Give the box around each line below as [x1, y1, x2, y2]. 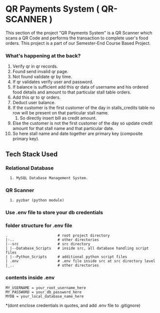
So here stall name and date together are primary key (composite [12, 130, 143, 137]
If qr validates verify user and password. [12, 79, 94, 85]
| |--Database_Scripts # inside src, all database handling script [5, 246, 149, 251]
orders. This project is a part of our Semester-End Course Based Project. [5, 40, 151, 46]
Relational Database [5, 165, 54, 171]
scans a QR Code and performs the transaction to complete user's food [5, 35, 148, 41]
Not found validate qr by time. [12, 74, 72, 80]
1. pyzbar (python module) [10, 198, 64, 203]
